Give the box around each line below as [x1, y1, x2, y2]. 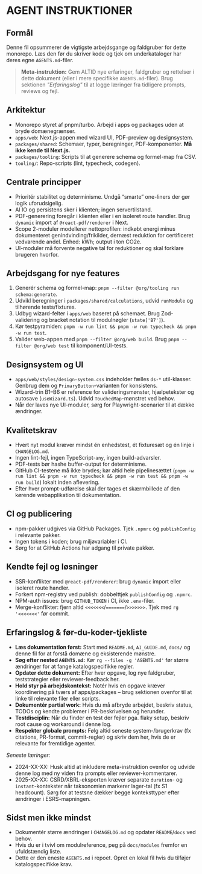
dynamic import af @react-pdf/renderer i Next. [14, 219, 128, 226]
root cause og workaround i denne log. [14, 720, 112, 728]
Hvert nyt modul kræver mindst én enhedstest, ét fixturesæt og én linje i [14, 442, 194, 449]
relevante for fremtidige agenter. [14, 739, 96, 747]
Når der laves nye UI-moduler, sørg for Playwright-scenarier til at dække [14, 401, 195, 408]
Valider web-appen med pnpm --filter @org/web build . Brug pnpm [14, 336, 180, 343]
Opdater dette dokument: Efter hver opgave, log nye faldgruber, [14, 669, 176, 676]
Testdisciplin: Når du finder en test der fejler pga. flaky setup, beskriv [14, 714, 189, 721]
